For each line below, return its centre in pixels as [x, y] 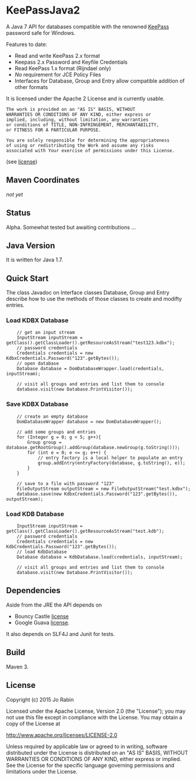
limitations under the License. [42, 771]
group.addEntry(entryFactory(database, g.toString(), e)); [111, 463]
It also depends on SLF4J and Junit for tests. [61, 634]
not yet [15, 194]
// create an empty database [52, 417]
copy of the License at [33, 723]
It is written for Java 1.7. [35, 260]
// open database [38, 363]
